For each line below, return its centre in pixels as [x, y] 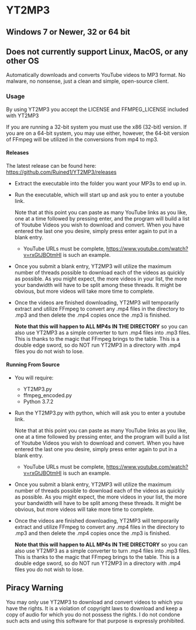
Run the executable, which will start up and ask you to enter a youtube [99, 195]
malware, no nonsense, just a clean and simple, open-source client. [87, 81]
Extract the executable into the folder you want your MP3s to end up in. [100, 183]
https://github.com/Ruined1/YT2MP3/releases [61, 172]
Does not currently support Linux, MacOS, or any [97, 51]
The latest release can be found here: [51, 165]
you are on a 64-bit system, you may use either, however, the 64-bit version [98, 133]
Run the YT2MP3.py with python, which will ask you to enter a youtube [100, 413]
